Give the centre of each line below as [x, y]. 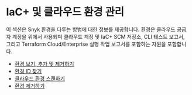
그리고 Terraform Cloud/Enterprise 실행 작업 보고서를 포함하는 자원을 [86, 44]
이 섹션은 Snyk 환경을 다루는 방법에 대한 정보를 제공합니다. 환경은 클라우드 [91, 29]
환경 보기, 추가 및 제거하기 [44, 64]
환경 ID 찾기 [28, 71]
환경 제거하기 [30, 86]
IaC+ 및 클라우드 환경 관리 [65, 12]
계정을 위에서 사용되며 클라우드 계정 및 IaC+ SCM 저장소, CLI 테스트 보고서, [98, 36]
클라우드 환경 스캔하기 [40, 78]
